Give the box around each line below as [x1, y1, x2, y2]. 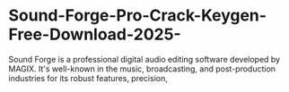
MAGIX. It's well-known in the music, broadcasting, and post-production [8, 63, 276, 74]
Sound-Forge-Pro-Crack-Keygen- [8, 5, 267, 26]
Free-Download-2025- [8, 24, 181, 45]
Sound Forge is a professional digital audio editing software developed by [8, 54, 280, 64]
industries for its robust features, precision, [8, 72, 168, 83]
